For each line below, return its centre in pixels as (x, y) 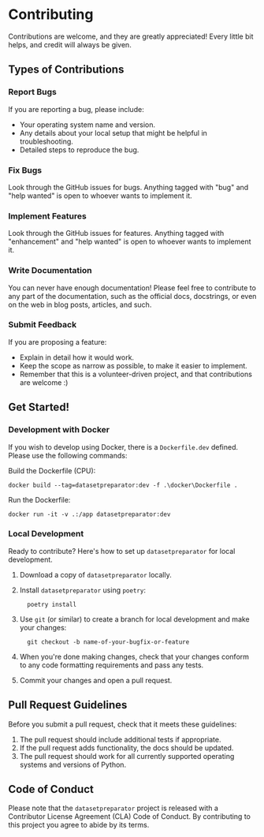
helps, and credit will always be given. (70, 44)
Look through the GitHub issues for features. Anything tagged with (116, 234)
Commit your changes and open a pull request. (96, 680)
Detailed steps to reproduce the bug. (79, 149)
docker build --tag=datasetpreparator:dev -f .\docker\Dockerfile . (123, 485)
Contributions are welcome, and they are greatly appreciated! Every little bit (131, 36)
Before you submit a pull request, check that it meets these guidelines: (123, 724)
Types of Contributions (66, 70)
